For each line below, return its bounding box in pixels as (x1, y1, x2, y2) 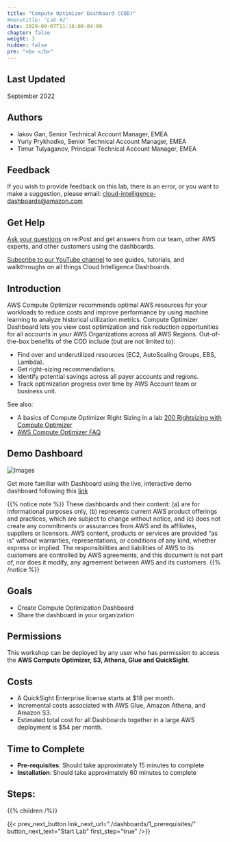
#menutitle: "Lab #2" (7, 16, 69, 23)
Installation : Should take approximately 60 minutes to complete (16, 769, 197, 776)
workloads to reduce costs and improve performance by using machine (7, 308, 209, 316)
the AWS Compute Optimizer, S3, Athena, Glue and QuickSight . (7, 656, 190, 665)
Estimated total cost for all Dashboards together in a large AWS (16, 716, 195, 724)
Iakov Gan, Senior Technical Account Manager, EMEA (16, 129, 168, 138)
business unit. (16, 386, 57, 395)
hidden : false (7, 42, 48, 49)
